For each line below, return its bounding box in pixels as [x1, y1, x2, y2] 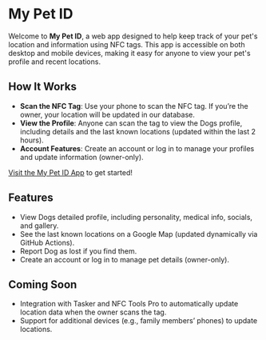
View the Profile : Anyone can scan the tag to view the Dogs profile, [19, 118, 243, 128]
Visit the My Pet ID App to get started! [8, 167, 133, 177]
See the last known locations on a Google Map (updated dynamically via [19, 229, 258, 238]
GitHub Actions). [19, 238, 75, 247]
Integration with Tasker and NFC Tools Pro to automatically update [19, 299, 239, 309]
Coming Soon [8, 278, 77, 291]
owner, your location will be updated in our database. [19, 110, 196, 119]
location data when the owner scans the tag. [19, 307, 167, 317]
